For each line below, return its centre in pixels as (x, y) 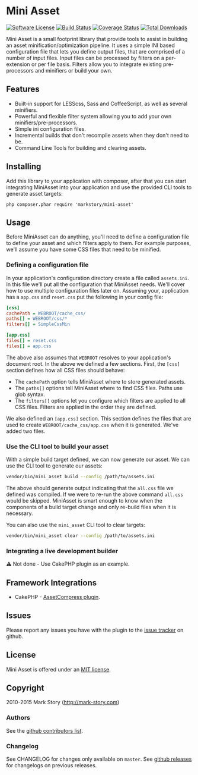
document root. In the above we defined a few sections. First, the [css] (93, 363)
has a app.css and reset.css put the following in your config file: (85, 297)
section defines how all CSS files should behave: (66, 370)
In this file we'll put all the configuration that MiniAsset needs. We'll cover (96, 284)
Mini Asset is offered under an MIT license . (58, 669)
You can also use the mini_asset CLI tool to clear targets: (76, 525)
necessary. (20, 513)
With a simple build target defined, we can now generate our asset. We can (98, 460)
